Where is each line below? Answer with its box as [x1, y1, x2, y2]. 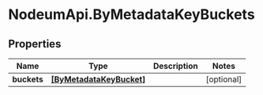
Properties [8, 37, 62, 51]
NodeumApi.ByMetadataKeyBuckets [8, 6, 255, 24]
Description [152, 61, 199, 71]
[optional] [205, 74, 242, 85]
